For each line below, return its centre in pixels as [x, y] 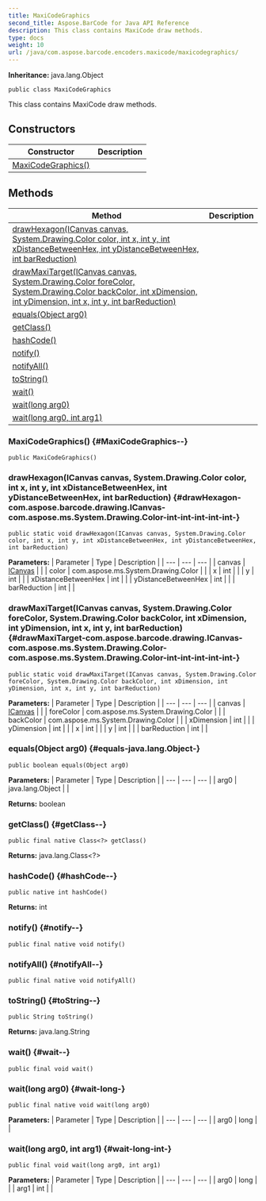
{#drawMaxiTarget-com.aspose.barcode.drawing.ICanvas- [125, 638]
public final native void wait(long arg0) [79, 1105]
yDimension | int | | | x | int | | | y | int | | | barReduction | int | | [108, 728]
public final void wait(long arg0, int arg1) [84, 1165]
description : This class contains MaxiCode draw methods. [106, 30]
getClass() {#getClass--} [57, 824]
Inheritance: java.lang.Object [56, 75]
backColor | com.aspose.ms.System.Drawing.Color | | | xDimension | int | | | [131, 720]
